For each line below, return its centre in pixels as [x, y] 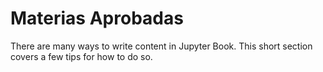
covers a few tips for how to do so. [81, 56]
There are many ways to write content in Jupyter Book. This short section [161, 46]
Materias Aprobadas [97, 18]
